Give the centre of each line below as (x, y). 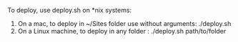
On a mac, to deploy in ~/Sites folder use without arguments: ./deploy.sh (124, 23)
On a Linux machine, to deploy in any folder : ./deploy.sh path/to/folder (122, 31)
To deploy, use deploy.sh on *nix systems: (70, 10)
